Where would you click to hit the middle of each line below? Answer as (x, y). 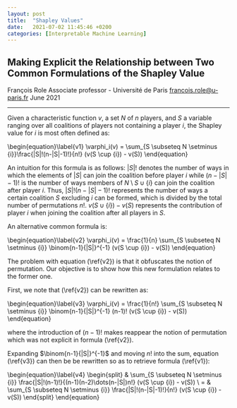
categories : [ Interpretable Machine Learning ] (77, 34)
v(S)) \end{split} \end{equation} (54, 397)
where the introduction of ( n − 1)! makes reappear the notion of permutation (117, 332)
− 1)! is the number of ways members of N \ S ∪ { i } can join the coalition (111, 183)
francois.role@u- (194, 90)
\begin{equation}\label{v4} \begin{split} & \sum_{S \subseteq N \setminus (115, 375)
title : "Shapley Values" (45, 20)
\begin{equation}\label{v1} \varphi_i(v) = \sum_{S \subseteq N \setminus (112, 147)
